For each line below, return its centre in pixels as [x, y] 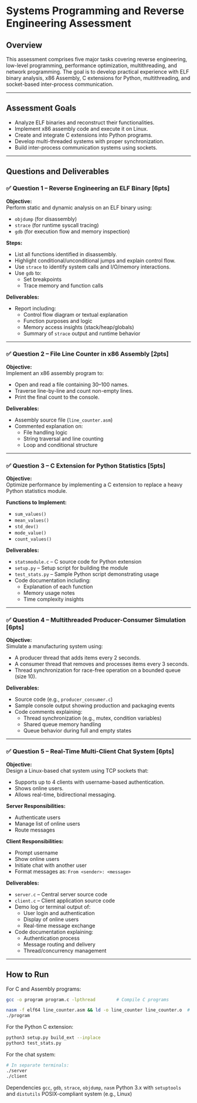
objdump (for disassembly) [46, 218]
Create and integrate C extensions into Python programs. [83, 135]
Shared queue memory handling [62, 724]
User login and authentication [59, 913]
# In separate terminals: [38, 1065]
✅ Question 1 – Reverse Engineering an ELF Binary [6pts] [88, 188]
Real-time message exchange [59, 925]
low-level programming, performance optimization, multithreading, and [92, 65]
